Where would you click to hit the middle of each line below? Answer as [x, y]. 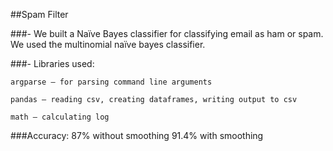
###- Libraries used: [52, 63]
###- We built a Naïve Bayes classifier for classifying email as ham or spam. [167, 33]
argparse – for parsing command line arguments [111, 82]
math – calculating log [60, 117]
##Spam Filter [39, 14]
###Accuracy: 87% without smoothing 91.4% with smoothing [137, 135]
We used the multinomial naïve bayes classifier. [108, 44]
